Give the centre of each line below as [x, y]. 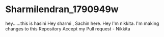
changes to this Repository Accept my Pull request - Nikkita [68, 28]
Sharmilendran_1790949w [62, 9]
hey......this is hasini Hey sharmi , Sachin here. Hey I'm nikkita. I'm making [82, 23]
